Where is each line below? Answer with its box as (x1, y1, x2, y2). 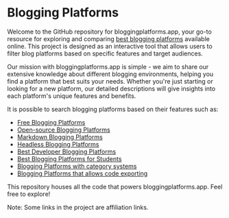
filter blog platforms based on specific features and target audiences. (7, 49, 204, 58)
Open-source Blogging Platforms (16, 125, 111, 134)
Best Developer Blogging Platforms (16, 147, 117, 156)
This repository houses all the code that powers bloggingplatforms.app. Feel (7, 182, 223, 191)
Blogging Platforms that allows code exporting (16, 169, 148, 178)
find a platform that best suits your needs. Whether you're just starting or (7, 77, 214, 85)
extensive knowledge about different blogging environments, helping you (7, 70, 214, 78)
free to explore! (7, 190, 51, 198)
